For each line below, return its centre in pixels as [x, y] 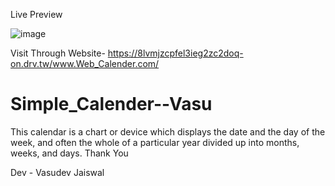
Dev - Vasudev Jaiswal [57, 172]
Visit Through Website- [58, 53]
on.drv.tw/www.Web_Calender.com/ [85, 63]
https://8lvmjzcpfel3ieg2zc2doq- [175, 53]
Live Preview [36, 14]
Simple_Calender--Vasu [111, 104]
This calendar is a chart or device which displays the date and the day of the [168, 131]
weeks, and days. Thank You [69, 153]
